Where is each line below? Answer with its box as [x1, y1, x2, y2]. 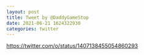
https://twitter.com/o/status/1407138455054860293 [6, 42, 138, 50]
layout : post [6, 8, 40, 15]
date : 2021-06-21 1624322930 [6, 20, 81, 26]
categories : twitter [6, 25, 59, 32]
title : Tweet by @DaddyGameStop [6, 15, 89, 21]
